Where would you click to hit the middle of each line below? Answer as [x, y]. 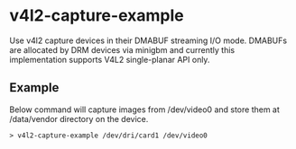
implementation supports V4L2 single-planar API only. [110, 59]
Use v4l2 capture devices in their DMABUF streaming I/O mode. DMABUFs [148, 40]
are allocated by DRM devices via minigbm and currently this [122, 49]
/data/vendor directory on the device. [79, 118]
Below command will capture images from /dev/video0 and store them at [144, 110]
